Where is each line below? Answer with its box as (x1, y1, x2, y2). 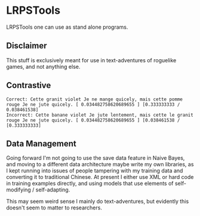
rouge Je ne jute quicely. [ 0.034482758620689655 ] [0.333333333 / (6, 101, 180, 108)
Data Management (6, 138, 76, 148)
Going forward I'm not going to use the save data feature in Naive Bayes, (6, 154, 185, 162)
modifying (6, 186, 31, 193)
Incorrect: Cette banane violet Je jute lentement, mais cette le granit (6, 112, 194, 118)
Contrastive (6, 80, 51, 90)
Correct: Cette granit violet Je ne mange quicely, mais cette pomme (6, 96, 183, 102)
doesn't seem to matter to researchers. (6, 204, 103, 211)
